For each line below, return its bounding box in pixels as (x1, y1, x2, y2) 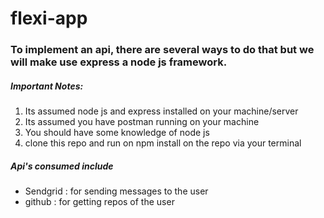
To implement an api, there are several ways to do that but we (10, 43, 315, 57)
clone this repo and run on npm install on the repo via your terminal (24, 137, 302, 149)
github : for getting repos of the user (24, 196, 175, 208)
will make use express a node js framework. (10, 55, 228, 69)
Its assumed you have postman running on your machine (24, 116, 260, 128)
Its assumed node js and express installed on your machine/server (24, 105, 299, 117)
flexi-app (10, 7, 88, 30)
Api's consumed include (10, 160, 114, 172)
